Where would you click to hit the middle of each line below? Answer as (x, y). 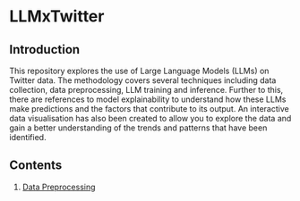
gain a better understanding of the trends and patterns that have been (138, 128)
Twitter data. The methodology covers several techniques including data (143, 80)
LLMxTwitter (57, 17)
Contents (36, 166)
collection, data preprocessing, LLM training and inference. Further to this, (146, 90)
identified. (28, 137)
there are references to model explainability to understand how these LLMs (148, 99)
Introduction (45, 50)
